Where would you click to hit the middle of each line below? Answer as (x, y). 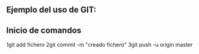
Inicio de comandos (44, 30)
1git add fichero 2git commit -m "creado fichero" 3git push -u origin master (99, 45)
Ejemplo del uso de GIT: (51, 10)
